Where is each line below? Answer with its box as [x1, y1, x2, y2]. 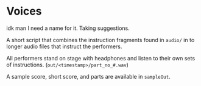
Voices [6, 4, 42, 18]
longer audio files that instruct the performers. [6, 43, 122, 50]
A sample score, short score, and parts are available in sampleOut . [6, 73, 171, 80]
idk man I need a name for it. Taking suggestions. [6, 24, 130, 32]
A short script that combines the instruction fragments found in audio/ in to [6, 36, 195, 43]
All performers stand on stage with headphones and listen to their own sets [6, 54, 196, 62]
